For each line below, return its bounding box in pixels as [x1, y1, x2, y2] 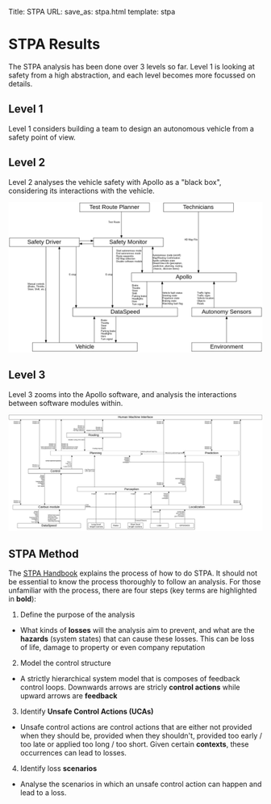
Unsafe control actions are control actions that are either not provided [19, 722, 252, 732]
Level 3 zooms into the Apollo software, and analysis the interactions [8, 389, 237, 399]
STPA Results [8, 36, 101, 53]
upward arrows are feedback [19, 691, 118, 701]
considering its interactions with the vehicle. [8, 186, 155, 195]
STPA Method [8, 546, 79, 560]
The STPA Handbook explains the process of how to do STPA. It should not [8, 568, 258, 578]
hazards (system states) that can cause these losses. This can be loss [19, 634, 255, 644]
